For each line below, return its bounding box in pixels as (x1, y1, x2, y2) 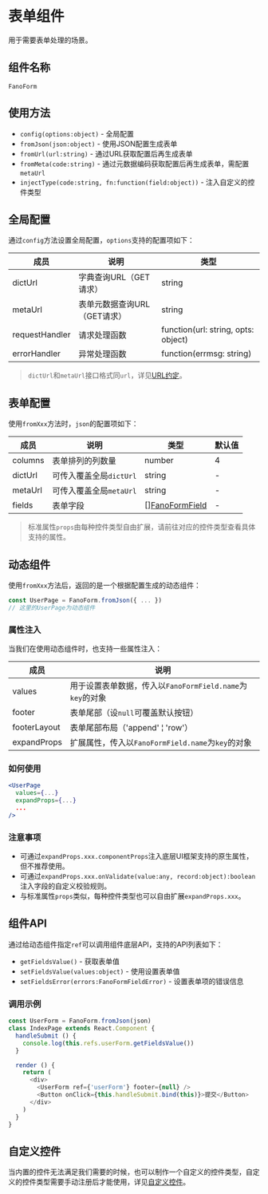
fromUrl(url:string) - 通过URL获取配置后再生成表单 (19, 148, 193, 158)
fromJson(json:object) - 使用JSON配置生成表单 (19, 139, 178, 148)
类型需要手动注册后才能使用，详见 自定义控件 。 (35, 1177, 190, 1187)
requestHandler (12, 329, 71, 340)
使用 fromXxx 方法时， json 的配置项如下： (8, 419, 139, 429)
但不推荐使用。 (19, 861, 69, 871)
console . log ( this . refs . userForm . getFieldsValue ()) (22, 1039, 195, 1047)
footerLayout (12, 722, 61, 733)
